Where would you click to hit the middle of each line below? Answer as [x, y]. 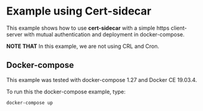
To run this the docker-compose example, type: [66, 92]
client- [179, 28]
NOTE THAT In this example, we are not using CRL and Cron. [83, 46]
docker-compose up [30, 103]
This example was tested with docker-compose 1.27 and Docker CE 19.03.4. [101, 79]
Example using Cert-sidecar [79, 11]
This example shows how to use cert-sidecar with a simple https [88, 28]
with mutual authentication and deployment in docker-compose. [104, 34]
